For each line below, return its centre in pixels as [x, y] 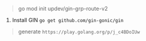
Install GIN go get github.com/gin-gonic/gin [68, 20]
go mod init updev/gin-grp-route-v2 [63, 9]
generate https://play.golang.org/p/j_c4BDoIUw [79, 31]
